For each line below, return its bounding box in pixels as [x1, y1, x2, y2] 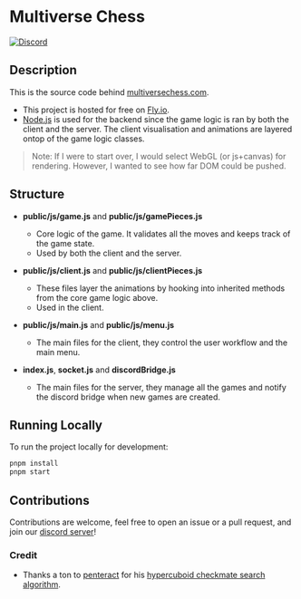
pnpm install [9, 459, 59, 469]
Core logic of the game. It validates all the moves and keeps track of [35, 228, 291, 239]
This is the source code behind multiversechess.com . [9, 86, 209, 97]
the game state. [35, 237, 95, 248]
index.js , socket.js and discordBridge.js [22, 364, 177, 375]
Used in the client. [35, 302, 104, 313]
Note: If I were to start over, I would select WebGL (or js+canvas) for [31, 150, 286, 161]
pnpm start [9, 468, 51, 477]
